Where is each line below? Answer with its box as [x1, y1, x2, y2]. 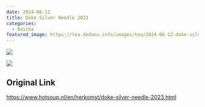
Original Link [6, 77, 56, 87]
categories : [6, 20, 37, 26]
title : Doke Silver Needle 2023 [6, 15, 88, 21]
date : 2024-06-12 [6, 9, 51, 15]
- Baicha [12, 26, 34, 32]
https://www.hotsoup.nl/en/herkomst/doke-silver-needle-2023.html [6, 93, 177, 101]
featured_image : [6, 32, 48, 38]
